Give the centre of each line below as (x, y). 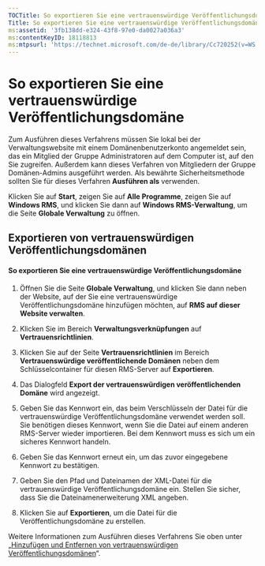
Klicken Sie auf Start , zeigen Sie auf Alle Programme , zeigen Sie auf (119, 197)
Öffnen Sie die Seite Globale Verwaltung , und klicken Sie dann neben (133, 288)
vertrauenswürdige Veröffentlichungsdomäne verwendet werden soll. (132, 416)
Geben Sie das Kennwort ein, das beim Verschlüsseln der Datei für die (134, 408)
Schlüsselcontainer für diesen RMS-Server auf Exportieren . (117, 369)
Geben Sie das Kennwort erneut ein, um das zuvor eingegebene (124, 457)
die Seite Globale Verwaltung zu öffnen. (74, 213)
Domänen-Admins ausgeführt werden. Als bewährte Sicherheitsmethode (127, 173)
